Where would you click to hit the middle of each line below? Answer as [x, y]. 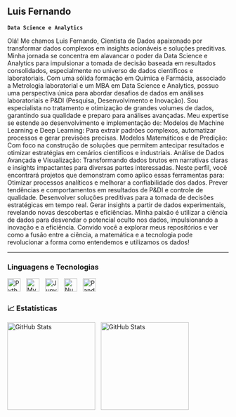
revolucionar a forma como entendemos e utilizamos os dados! [98, 242]
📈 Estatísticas [32, 308]
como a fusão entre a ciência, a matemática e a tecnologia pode [100, 234]
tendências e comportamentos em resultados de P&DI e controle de [105, 190]
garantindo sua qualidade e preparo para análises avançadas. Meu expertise [118, 115]
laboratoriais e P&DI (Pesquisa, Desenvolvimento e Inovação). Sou [103, 100]
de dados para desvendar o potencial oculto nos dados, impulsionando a [113, 220]
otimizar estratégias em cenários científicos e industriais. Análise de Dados [116, 152]
